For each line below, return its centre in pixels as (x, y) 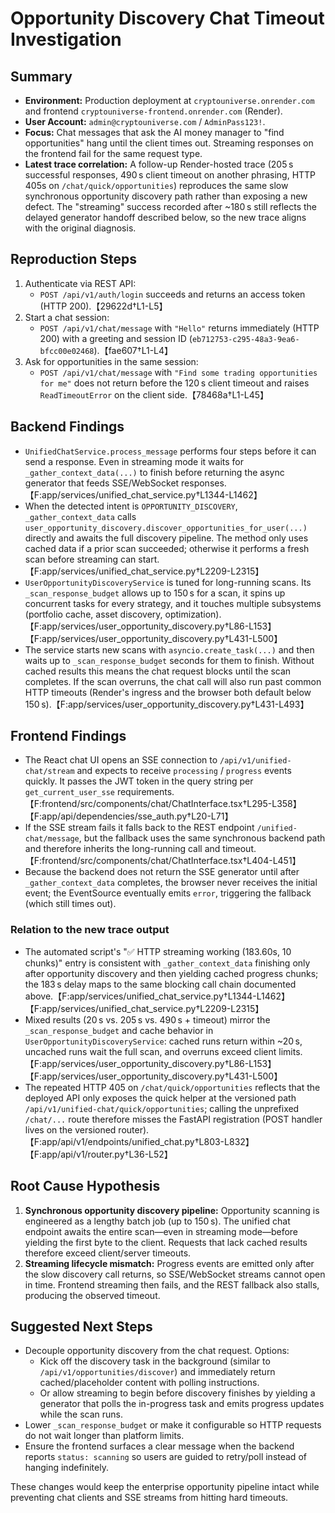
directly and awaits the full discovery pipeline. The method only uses (166, 538)
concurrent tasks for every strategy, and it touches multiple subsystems (173, 603)
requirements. (145, 792)
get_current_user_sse (69, 793)
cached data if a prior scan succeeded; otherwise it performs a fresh (167, 548)
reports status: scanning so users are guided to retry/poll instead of (165, 1457)
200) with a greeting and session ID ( (116, 338)
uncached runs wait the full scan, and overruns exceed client (150, 1051)
